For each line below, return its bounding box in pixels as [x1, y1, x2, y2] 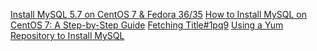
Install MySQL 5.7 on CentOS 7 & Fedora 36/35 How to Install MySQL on [10, 9, 308, 20]
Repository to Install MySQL [10, 30, 125, 41]
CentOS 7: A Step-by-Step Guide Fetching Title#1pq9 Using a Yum [10, 19, 284, 31]
